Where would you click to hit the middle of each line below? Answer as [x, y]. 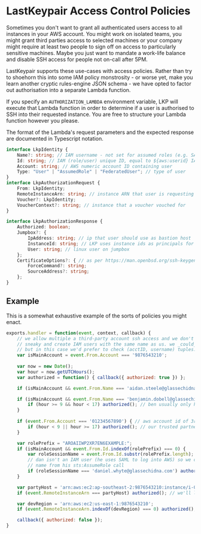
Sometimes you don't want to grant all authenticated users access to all [94, 28]
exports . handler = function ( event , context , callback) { [79, 333]
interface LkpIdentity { [37, 149]
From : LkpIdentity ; [41, 189]
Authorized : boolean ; [44, 227]
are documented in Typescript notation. [55, 138]
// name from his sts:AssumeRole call [76, 466]
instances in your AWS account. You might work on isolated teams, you [94, 33]
